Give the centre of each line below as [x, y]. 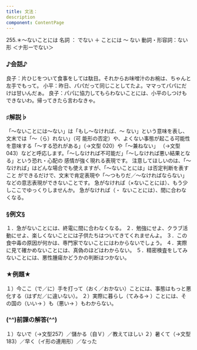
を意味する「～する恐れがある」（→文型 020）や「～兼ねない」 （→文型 [93, 146]
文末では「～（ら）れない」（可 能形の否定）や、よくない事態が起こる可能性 [98, 138]
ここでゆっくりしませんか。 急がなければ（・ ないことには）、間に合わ [96, 190]
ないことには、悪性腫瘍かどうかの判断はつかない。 [68, 258]
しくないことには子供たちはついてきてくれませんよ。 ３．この [112, 235]
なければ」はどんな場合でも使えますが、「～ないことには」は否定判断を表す [98, 168]
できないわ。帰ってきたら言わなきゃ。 [52, 100]
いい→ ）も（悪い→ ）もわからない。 [71, 303]
